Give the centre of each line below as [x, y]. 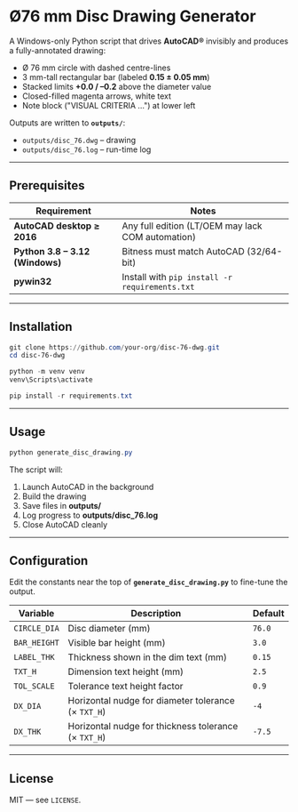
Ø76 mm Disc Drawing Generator [133, 16]
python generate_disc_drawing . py [71, 452]
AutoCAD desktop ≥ [57, 226]
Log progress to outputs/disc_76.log [90, 515]
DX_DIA [27, 706]
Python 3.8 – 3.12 [52, 251]
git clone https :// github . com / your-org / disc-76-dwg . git [114, 347]
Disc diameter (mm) [109, 629]
